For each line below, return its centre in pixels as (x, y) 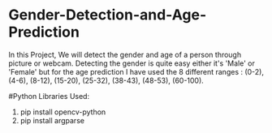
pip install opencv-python (63, 112)
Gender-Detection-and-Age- (108, 15)
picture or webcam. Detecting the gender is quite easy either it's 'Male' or (132, 63)
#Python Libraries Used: (49, 96)
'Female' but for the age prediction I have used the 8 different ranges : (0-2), (136, 71)
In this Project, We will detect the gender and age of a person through (125, 54)
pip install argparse (52, 120)
